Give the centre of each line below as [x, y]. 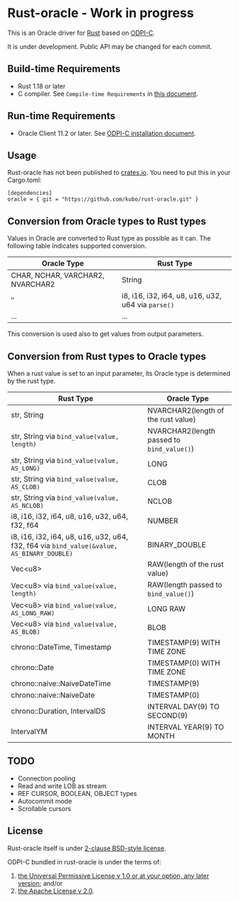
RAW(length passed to [185, 585]
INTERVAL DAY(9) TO [184, 707]
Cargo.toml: [25, 180]
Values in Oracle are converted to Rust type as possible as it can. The [109, 238]
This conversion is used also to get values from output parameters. [106, 334]
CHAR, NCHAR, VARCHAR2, [58, 275]
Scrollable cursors [44, 808]
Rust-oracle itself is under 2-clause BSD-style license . [87, 848]
